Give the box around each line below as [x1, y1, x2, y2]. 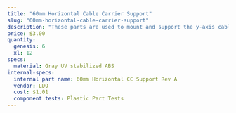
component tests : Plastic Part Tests [13, 95, 124, 102]
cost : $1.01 [13, 88, 49, 95]
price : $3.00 [7, 29, 46, 37]
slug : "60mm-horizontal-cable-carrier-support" [7, 17, 150, 24]
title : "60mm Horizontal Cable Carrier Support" [7, 10, 152, 18]
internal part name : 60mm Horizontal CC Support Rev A [13, 75, 178, 83]
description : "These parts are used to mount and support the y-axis [7, 23, 216, 30]
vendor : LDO [13, 82, 49, 89]
